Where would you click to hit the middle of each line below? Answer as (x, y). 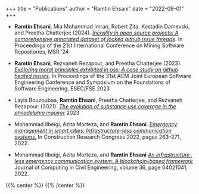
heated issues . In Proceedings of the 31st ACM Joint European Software (103, 76)
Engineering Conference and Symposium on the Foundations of (92, 82)
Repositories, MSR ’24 (41, 52)
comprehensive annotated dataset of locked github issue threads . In (98, 39)
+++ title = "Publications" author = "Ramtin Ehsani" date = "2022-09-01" (95, 9)
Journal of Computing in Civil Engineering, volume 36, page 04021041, (101, 167)
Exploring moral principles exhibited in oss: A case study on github (96, 70)
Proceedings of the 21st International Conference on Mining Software (99, 45)
